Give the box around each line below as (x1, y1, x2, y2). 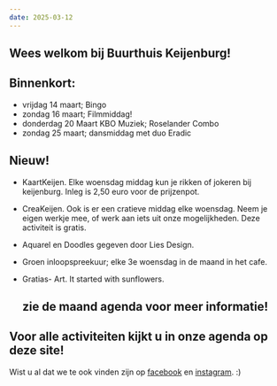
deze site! (9, 343, 65, 359)
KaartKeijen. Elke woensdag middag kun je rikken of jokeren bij (21, 176, 252, 187)
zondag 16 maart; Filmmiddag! (21, 108, 133, 120)
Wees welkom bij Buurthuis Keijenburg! (9, 46, 232, 61)
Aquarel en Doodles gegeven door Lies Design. (21, 239, 195, 250)
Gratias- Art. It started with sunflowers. (21, 274, 165, 284)
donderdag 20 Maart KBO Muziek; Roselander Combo (21, 118, 219, 128)
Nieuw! (9, 153, 50, 168)
